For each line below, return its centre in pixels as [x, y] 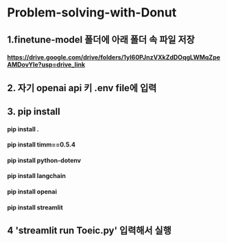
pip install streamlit [35, 207]
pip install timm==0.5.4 [41, 144]
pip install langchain [37, 176]
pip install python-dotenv [44, 160]
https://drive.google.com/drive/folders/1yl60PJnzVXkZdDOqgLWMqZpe [114, 57]
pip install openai [32, 191]
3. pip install [34, 111]
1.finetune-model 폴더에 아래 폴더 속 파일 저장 [101, 39]
